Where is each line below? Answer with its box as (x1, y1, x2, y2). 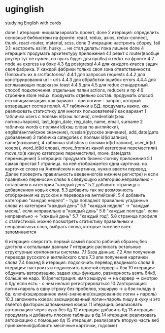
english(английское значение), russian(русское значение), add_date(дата (5, 129, 159, 135)
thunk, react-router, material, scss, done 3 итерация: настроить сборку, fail (5, 40, 160, 45)
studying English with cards (5, 20, 62, 26)
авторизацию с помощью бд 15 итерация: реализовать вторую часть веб (5, 317, 159, 323)
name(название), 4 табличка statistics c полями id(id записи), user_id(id (5, 139, 155, 145)
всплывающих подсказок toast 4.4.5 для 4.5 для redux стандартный (5, 82, 148, 87)
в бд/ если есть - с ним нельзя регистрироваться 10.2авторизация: (5, 280, 147, 286)
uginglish (5, 3, 44, 15)
